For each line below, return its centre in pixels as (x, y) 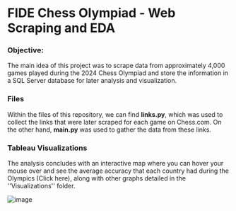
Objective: (25, 50)
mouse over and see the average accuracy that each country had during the (118, 171)
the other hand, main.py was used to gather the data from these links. (110, 130)
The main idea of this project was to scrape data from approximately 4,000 (116, 66)
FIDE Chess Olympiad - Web (92, 13)
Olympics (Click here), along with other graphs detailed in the (96, 178)
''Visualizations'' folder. (41, 186)
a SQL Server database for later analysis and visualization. (92, 81)
